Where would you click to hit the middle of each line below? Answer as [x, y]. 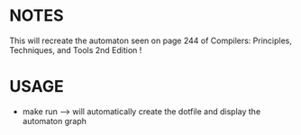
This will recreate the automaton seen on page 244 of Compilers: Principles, [151, 40]
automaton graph [55, 121]
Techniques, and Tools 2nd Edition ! [76, 49]
